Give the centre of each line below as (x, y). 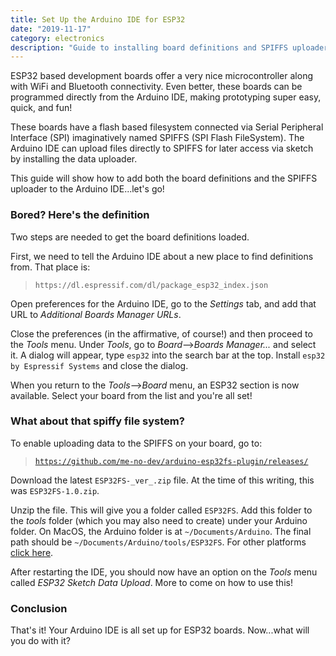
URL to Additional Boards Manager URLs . (96, 314)
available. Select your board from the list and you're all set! (131, 395)
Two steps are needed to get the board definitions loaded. (130, 237)
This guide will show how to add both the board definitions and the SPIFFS (164, 178)
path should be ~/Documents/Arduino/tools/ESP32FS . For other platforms (158, 542)
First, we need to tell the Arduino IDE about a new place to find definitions (162, 256)
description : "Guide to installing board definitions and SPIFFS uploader (169, 47)
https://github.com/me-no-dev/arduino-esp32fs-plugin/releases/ (171, 461)
